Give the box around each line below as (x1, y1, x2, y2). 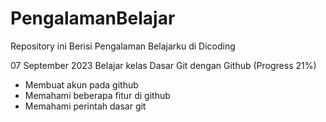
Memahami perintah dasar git (24, 100, 147, 112)
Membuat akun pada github (24, 78, 139, 91)
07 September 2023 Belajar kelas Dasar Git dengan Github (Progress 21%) (10, 59, 317, 71)
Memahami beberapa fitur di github (24, 89, 171, 101)
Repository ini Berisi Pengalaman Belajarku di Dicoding (10, 40, 236, 52)
